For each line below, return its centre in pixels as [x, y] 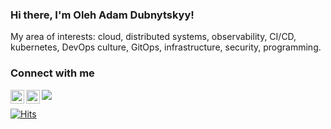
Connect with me [52, 73]
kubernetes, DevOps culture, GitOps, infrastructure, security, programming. [166, 47]
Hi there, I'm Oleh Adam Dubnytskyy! [102, 15]
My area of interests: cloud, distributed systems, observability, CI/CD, [153, 37]
